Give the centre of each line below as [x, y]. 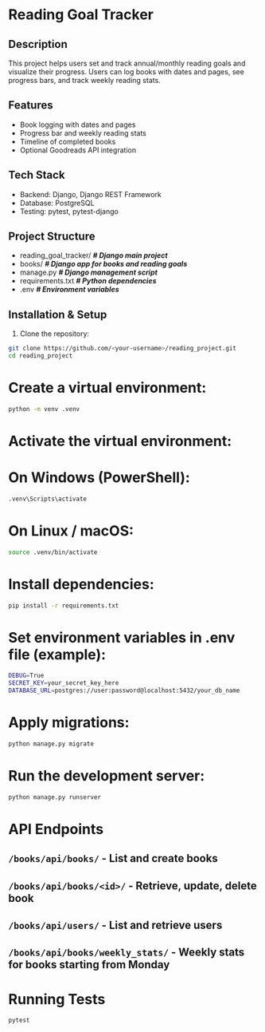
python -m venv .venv [44, 409]
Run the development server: [107, 776]
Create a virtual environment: [107, 388]
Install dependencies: [82, 584]
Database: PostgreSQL [57, 203]
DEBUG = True [26, 676]
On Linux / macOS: [71, 531]
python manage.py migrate [51, 744]
